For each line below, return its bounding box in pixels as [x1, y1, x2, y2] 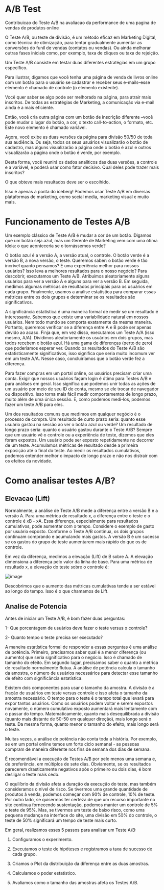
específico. [5, 65, 28, 71]
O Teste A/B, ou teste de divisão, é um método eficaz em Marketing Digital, [5, 34, 157, 40]
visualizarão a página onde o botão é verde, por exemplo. [5, 150, 121, 155]
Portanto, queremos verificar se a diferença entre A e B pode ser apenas [5, 324, 152, 330]
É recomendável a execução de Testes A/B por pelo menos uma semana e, [5, 756, 157, 762]
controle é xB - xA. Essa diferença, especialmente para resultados [5, 518, 139, 524]
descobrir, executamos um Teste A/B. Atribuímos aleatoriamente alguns [5, 273, 150, 279]
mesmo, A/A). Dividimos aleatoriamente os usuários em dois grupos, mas [5, 334, 153, 340]
